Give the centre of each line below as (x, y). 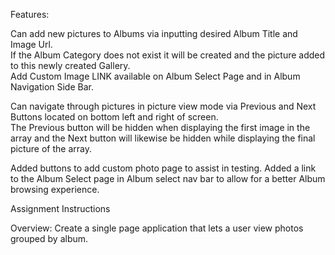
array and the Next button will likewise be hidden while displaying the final (163, 138)
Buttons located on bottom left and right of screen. (114, 117)
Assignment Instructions (60, 208)
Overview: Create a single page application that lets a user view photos (157, 228)
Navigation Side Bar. (52, 87)
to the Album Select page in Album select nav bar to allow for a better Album (168, 178)
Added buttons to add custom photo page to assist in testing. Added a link (163, 168)
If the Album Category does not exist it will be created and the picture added (168, 55)
